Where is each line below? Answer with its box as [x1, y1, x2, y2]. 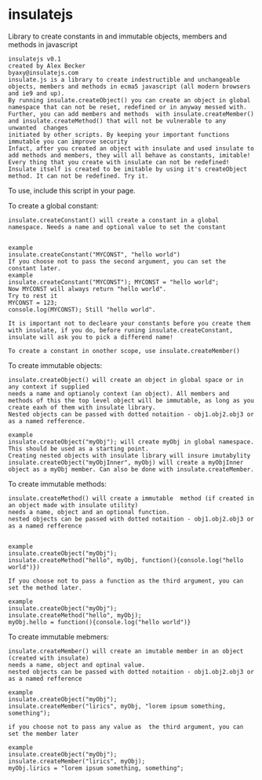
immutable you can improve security [8, 138, 128, 145]
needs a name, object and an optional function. [8, 508, 170, 516]
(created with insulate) [8, 654, 89, 662]
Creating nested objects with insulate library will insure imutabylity [8, 451, 251, 459]
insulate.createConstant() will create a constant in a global [8, 216, 220, 224]
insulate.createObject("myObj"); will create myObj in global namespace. [8, 438, 255, 446]
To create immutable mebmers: [8, 631, 109, 642]
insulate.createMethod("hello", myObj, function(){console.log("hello [8, 556, 244, 564]
